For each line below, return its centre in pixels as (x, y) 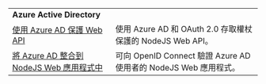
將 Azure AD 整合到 (48, 56)
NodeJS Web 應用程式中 (57, 68)
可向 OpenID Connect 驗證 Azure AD (183, 56)
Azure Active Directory (57, 15)
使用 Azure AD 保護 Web (57, 30)
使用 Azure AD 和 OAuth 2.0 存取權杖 (184, 29)
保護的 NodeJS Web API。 (164, 41)
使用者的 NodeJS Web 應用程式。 (177, 68)
